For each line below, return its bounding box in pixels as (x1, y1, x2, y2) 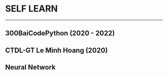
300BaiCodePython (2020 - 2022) (5, 29, 115, 37)
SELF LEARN (5, 3, 58, 14)
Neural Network (5, 63, 56, 71)
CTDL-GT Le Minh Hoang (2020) (5, 46, 108, 54)
